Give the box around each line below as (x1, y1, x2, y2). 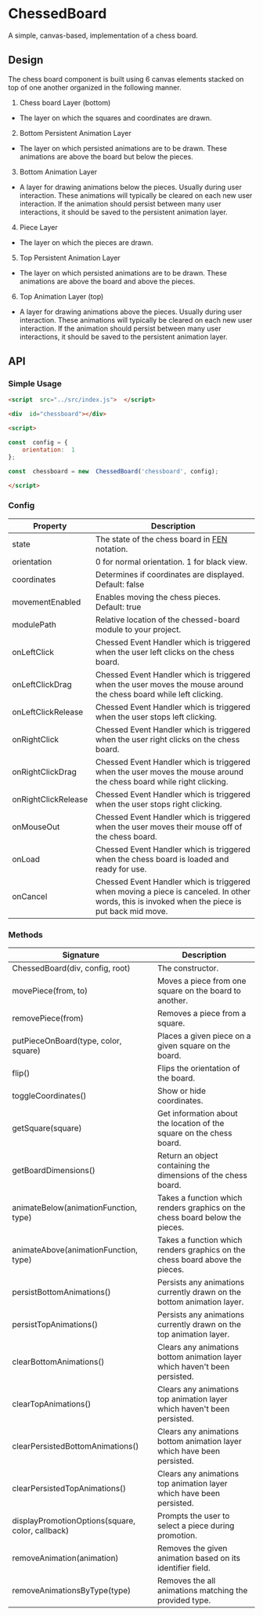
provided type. (157, 1595, 211, 1606)
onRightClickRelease (12, 794, 88, 805)
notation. (95, 543, 128, 554)
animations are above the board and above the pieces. (19, 276, 196, 286)
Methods (8, 929, 43, 940)
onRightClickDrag (12, 766, 77, 777)
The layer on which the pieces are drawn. (19, 237, 154, 247)
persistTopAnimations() (12, 1319, 99, 1330)
